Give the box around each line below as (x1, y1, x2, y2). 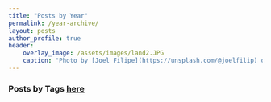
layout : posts (8, 27, 56, 35)
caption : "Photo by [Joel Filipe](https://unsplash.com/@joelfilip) (23, 57, 258, 65)
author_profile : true (8, 34, 81, 43)
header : (8, 42, 35, 50)
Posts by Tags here (8, 83, 85, 94)
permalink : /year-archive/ (8, 19, 99, 27)
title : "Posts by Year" (8, 11, 89, 20)
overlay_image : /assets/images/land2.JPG (23, 49, 164, 57)
